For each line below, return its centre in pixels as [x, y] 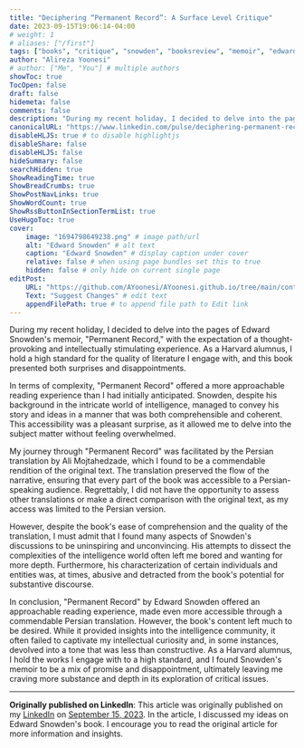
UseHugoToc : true [42, 220]
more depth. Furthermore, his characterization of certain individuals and [143, 565]
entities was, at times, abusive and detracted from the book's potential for [147, 575]
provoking [28, 349]
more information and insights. [66, 734]
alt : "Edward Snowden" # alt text [90, 245]
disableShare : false [48, 144]
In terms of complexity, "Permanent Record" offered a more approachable [147, 386]
